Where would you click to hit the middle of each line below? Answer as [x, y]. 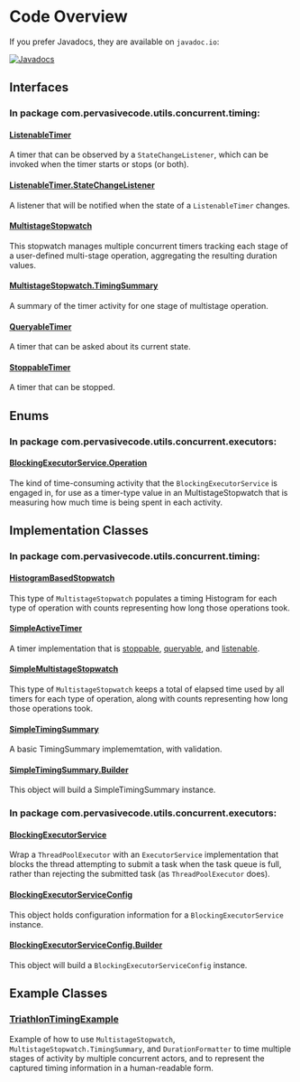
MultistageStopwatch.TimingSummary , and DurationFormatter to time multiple [150, 1049]
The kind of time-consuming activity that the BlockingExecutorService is [143, 483]
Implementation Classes [79, 531]
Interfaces [39, 88]
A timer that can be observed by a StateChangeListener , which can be [139, 154]
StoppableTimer [40, 367]
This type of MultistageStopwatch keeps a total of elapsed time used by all [147, 689]
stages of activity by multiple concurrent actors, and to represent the [137, 1058]
